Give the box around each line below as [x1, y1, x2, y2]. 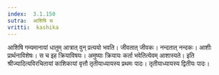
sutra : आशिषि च [7, 17, 54, 24]
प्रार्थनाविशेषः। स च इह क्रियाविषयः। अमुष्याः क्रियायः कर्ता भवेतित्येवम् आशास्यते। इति [7, 51, 195, 60]
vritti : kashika [7, 24, 59, 31]
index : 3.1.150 [7, 10, 56, 18]
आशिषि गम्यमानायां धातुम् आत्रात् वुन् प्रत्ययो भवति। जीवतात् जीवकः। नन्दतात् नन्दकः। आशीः [7, 44, 212, 52]
